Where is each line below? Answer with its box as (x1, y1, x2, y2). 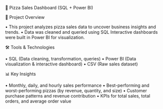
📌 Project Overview (5, 14, 45, 20)
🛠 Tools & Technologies (5, 45, 55, 50)
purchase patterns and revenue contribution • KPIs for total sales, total (5, 93, 151, 99)
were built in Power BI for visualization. (5, 35, 85, 40)
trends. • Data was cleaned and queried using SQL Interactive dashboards (5, 29, 158, 35)
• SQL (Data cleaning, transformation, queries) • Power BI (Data (5, 56, 136, 61)
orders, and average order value (5, 98, 71, 104)
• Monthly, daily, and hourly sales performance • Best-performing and (5, 82, 150, 88)
